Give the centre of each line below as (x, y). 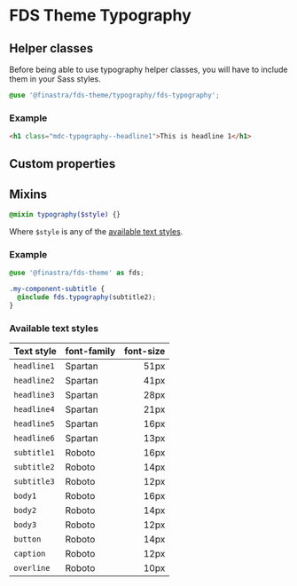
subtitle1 (34, 453)
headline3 (34, 395)
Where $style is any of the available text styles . (96, 232)
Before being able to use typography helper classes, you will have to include (148, 69)
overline (32, 568)
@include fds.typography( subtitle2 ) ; (87, 297)
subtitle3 (34, 482)
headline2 (34, 381)
